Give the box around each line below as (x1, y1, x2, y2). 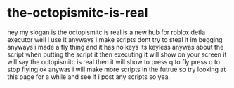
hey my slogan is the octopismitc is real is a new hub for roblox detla (7, 28, 206, 36)
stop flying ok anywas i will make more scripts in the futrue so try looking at (7, 65, 226, 73)
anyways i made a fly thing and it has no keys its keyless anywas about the (7, 43, 224, 51)
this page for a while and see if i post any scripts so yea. (7, 72, 171, 81)
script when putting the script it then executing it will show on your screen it (7, 50, 227, 59)
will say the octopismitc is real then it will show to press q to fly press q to (7, 57, 220, 66)
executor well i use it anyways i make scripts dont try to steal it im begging (7, 35, 223, 43)
